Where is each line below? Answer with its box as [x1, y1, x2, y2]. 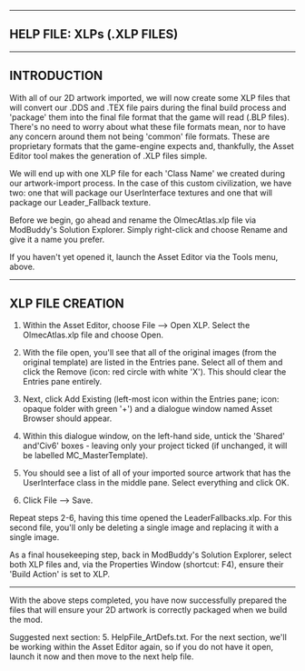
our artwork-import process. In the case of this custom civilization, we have [9, 177, 292, 188]
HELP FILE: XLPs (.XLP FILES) [9, 26, 179, 42]
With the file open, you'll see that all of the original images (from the [22, 347, 277, 358]
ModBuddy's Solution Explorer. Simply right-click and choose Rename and [9, 224, 288, 235]
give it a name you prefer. [9, 234, 105, 245]
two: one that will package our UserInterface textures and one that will [9, 187, 272, 198]
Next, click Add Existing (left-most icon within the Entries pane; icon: [22, 394, 280, 405]
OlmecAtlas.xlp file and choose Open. [22, 329, 164, 341]
